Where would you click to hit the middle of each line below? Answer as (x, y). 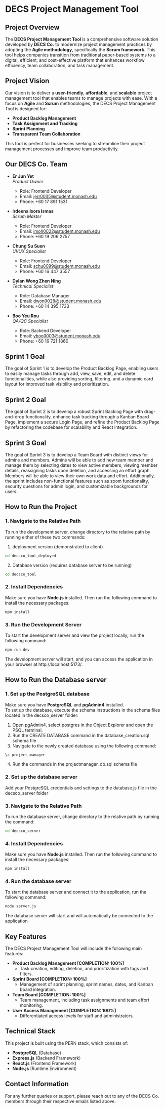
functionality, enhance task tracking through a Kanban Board (87, 417)
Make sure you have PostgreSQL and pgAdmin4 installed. (65, 704)
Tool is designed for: (26, 108)
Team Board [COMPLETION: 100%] (49, 995)
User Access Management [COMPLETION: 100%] (64, 1011)
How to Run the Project (41, 507)
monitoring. (31, 1005)
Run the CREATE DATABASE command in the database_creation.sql (81, 735)
